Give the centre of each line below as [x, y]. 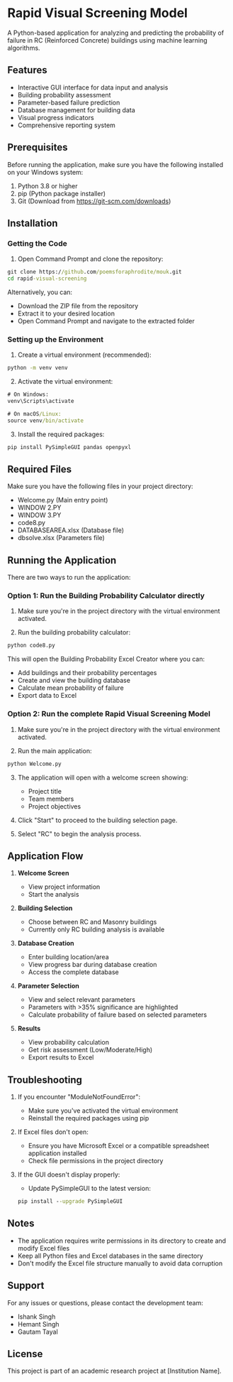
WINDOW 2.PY [39, 508]
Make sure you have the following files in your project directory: [100, 486]
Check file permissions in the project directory [96, 1161]
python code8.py [31, 646]
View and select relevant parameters [82, 1000]
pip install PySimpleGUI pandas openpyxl [69, 447]
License [25, 1354]
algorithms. [24, 48]
